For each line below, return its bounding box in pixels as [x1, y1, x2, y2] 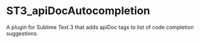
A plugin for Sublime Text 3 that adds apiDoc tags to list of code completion [6, 24, 194, 31]
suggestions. [6, 29, 39, 37]
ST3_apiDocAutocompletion [6, 4, 151, 18]
